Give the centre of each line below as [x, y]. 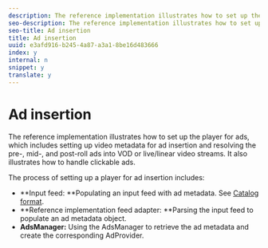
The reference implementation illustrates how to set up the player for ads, [129, 136]
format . [32, 201]
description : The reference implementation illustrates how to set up [128, 16]
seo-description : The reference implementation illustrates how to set [130, 23]
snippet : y [26, 68]
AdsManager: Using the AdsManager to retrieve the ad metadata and [134, 226]
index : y [23, 53]
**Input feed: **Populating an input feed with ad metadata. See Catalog [139, 193]
